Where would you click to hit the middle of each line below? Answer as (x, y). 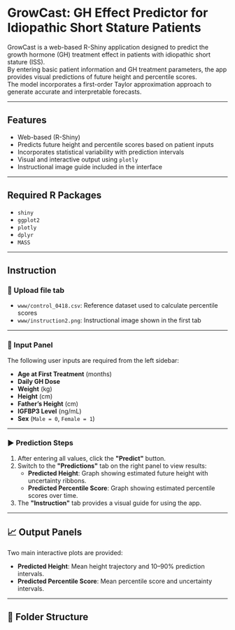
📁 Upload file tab (36, 290)
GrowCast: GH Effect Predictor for (108, 13)
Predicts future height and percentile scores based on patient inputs (116, 144)
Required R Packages (55, 195)
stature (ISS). (26, 62)
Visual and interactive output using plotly (78, 159)
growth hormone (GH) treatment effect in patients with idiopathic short (109, 55)
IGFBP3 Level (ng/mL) (49, 411)
